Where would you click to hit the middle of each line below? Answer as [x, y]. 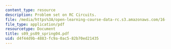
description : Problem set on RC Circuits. [51, 15]
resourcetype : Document [31, 29]
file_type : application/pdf [35, 24]
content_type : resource [31, 10]
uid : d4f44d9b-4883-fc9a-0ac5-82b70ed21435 [52, 39]
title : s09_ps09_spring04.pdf [37, 34]
